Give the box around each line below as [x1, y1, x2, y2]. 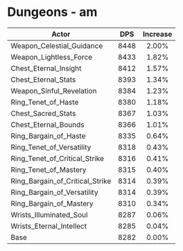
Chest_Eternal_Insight [10, 63, 82, 73]
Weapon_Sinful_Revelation [10, 86, 97, 96]
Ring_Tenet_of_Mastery [10, 164, 87, 174]
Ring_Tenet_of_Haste [10, 97, 79, 107]
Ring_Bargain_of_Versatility [10, 187, 98, 197]
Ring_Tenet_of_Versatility [10, 142, 91, 152]
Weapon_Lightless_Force [10, 52, 93, 62]
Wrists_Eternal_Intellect [10, 221, 87, 231]
